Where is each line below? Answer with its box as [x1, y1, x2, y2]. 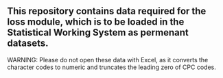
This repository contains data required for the [7, 5, 207, 17]
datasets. [7, 38, 49, 49]
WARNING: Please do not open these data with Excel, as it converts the [7, 55, 209, 64]
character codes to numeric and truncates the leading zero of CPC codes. [7, 63, 216, 71]
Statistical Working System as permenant [7, 27, 189, 38]
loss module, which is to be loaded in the [7, 16, 185, 28]
